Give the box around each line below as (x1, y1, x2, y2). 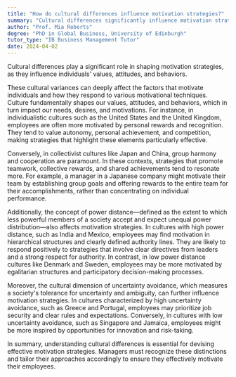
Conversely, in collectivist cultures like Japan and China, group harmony (7, 149, 216, 158)
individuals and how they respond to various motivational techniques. (7, 91, 208, 99)
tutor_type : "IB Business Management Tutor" (7, 37, 140, 44)
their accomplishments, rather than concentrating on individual (7, 187, 190, 195)
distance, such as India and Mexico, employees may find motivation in (7, 230, 211, 238)
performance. (7, 194, 47, 203)
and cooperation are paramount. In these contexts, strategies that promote (7, 157, 223, 165)
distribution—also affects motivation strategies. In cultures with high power (7, 223, 225, 231)
